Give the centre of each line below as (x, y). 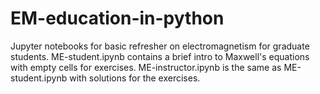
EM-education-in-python (117, 18)
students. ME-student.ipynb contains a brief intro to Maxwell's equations (160, 56)
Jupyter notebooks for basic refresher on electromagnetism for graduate (160, 46)
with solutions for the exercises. (135, 78)
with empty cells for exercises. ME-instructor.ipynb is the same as (146, 67)
